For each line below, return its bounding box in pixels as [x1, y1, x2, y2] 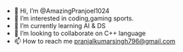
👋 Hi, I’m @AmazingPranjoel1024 [13, 7, 110, 15]
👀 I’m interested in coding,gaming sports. [13, 14, 134, 22]
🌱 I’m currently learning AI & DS [13, 22, 106, 30]
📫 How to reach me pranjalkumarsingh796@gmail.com [13, 37, 176, 45]
